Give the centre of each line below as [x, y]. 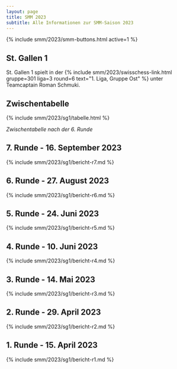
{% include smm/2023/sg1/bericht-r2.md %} [61, 326]
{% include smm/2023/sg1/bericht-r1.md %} [60, 360]
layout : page [22, 12]
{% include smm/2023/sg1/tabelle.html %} [58, 118]
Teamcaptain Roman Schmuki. [43, 85]
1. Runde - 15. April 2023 [52, 345]
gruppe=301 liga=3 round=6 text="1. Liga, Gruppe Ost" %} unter [85, 79]
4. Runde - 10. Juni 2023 [52, 246]
